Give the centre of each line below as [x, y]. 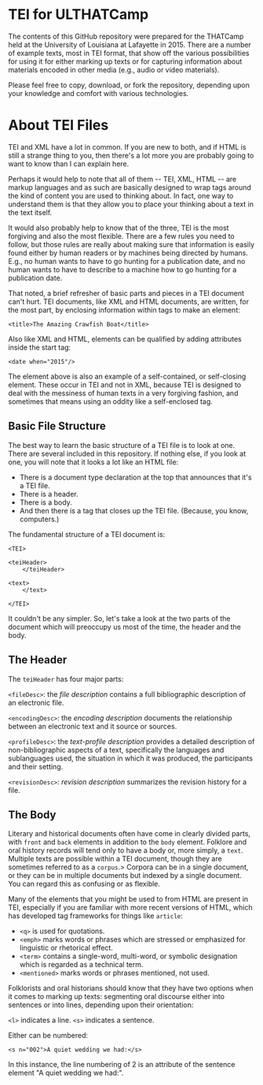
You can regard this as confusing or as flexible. [84, 884]
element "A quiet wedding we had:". [66, 1073]
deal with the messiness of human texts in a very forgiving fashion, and [123, 393]
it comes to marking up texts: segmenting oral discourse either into [117, 997]
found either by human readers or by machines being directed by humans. [128, 253]
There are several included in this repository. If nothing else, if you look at [127, 454]
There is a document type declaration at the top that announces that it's [136, 477]
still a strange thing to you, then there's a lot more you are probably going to [131, 155]
